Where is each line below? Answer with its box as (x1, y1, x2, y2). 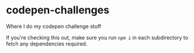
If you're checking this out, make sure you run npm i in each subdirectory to (6, 34, 189, 41)
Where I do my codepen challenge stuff (6, 23, 102, 30)
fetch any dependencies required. (6, 40, 88, 47)
